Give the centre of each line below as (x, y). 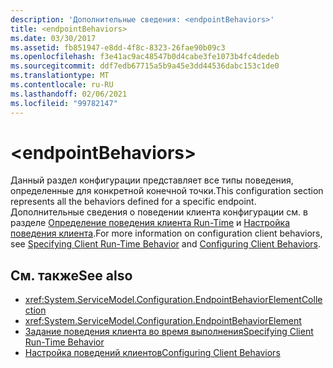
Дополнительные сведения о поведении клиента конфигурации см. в (159, 212)
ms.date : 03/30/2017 (53, 38)
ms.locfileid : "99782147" (64, 103)
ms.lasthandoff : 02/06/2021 (69, 94)
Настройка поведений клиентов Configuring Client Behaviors (152, 353)
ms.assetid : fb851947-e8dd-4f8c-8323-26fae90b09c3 (118, 47)
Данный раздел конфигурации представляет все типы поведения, (152, 180)
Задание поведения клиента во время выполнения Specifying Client (169, 332)
